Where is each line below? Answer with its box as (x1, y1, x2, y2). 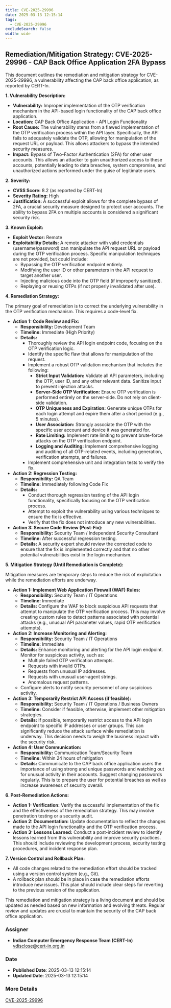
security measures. (12, 146, 54, 152)
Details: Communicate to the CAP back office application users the (20, 760, 162, 766)
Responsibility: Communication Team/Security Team (20, 749, 133, 756)
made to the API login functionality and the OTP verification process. (12, 824, 157, 830)
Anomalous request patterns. (28, 679, 89, 685)
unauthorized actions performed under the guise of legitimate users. (12, 167, 157, 174)
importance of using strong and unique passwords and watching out (20, 766, 164, 772)
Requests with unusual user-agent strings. (28, 673, 117, 679)
